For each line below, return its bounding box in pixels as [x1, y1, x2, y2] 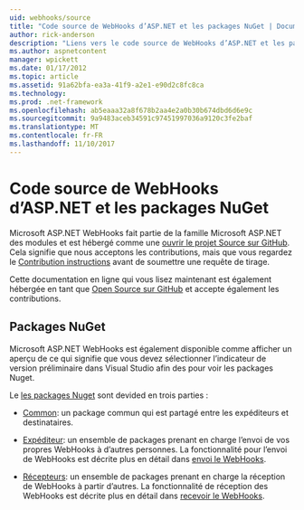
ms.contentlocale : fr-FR [9, 131, 103, 140]
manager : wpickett [9, 55, 79, 64]
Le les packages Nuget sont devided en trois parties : [9, 390, 209, 401]
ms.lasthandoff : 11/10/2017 [9, 139, 116, 148]
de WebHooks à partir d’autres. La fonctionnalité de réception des [22, 480, 269, 491]
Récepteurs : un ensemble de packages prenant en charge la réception [22, 471, 286, 482]
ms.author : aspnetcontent [9, 47, 107, 56]
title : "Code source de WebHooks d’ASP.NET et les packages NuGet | [9, 22, 273, 31]
